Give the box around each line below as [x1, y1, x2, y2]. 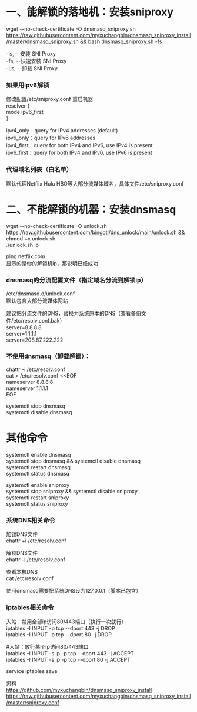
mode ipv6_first [6, 109, 44, 116]
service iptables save [6, 667, 58, 674]
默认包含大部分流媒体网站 [6, 297, 68, 304]
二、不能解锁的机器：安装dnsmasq [6, 203, 176, 216]
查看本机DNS [6, 568, 38, 576]
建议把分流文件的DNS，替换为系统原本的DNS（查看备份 [6, 310, 142, 317]
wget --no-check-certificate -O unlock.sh [6, 223, 107, 230]
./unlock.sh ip [6, 242, 39, 249]
